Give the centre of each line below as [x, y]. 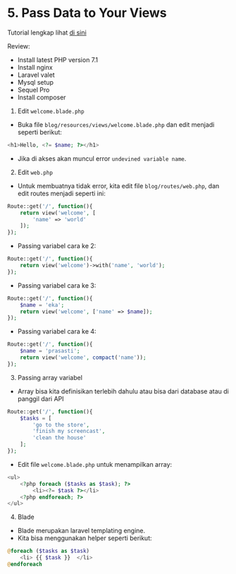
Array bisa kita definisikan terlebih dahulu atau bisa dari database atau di [123, 391]
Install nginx [35, 67]
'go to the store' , [61, 425]
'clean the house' [60, 438]
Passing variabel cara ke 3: [57, 285]
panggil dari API [41, 398]
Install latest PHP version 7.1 [58, 60]
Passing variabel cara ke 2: [57, 246]
